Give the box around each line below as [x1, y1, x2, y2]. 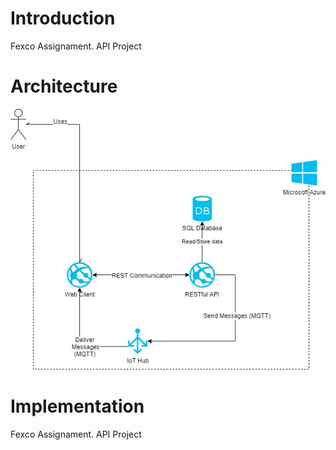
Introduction [10, 7, 116, 30]
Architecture [10, 75, 118, 98]
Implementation [10, 395, 145, 418]
